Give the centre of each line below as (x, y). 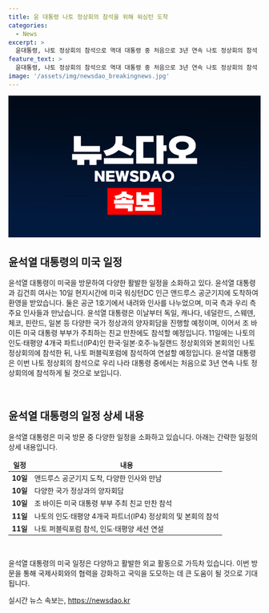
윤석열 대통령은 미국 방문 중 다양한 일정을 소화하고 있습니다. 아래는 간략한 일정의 (133, 437)
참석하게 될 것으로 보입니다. (78, 373)
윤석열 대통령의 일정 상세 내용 (76, 416)
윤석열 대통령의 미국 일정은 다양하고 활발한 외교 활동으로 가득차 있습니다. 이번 (129, 563)
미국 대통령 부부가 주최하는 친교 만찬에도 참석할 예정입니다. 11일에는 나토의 (139, 333)
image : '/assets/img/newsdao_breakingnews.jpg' (89, 76)
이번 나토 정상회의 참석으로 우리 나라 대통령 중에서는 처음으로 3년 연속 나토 (133, 363)
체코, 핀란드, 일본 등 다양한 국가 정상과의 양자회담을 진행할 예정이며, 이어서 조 (129, 323)
